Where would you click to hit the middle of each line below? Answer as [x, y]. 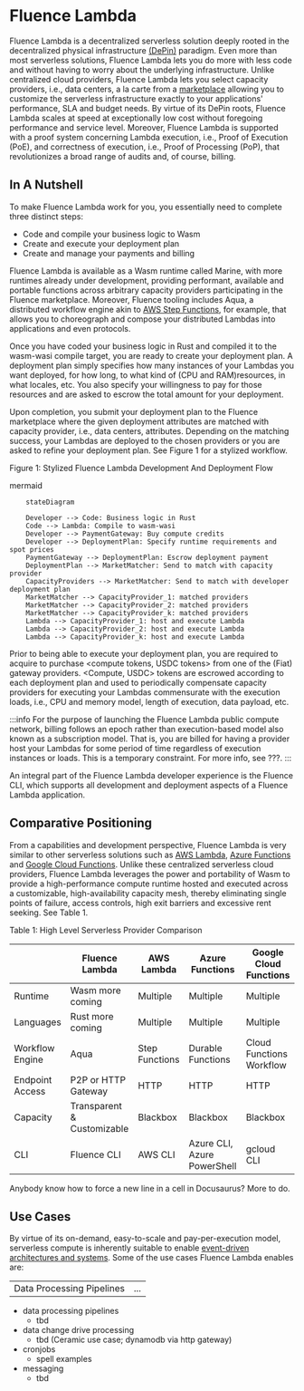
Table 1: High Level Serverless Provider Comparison [106, 930]
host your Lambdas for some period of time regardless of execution [135, 748]
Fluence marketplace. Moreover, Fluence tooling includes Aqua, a [132, 299]
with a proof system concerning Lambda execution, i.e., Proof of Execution [149, 137]
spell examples [64, 1359]
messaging [43, 1368]
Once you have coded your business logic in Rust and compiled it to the [143, 346]
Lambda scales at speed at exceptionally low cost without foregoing [136, 118]
